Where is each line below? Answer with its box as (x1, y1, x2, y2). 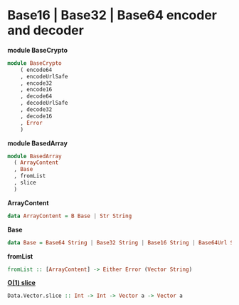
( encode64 (20, 66, 53, 73)
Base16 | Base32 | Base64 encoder (7, 7, 218, 24)
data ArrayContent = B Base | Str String (7, 212, 132, 219)
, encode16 (20, 86, 53, 93)
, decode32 (20, 106, 53, 113)
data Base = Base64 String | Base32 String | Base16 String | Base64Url (7, 239, 228, 246)
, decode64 (20, 93, 53, 100)
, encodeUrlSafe (20, 73, 69, 80)
